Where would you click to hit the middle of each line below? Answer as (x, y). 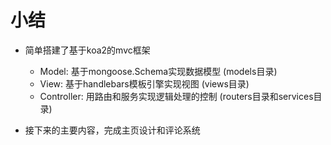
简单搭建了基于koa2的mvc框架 (87, 50)
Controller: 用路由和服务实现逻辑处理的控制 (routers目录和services (176, 96)
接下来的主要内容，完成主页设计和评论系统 (112, 130)
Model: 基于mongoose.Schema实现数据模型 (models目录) (158, 71)
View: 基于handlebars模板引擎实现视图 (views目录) (144, 83)
